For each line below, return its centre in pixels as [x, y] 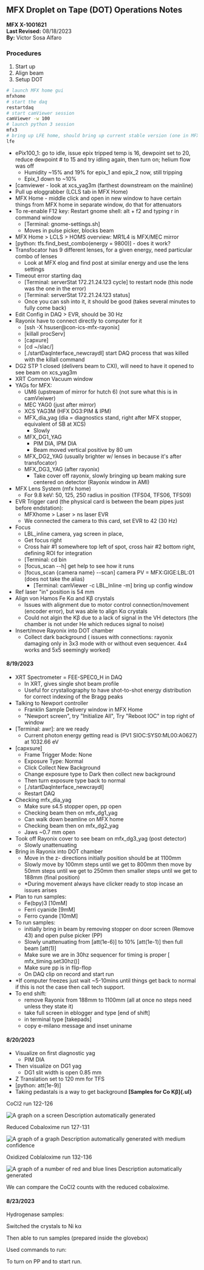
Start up [25, 67]
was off [25, 166]
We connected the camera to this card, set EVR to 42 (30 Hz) [101, 521]
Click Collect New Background [62, 768]
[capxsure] [29, 748]
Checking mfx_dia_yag [43, 800]
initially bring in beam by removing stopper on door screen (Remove [109, 929]
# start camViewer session [40, 113]
